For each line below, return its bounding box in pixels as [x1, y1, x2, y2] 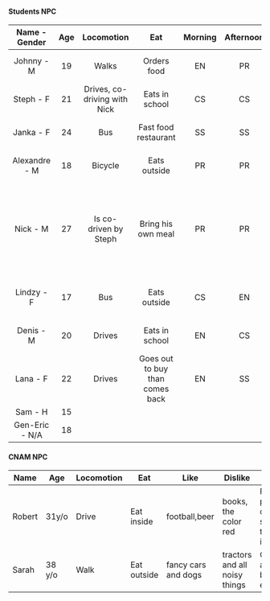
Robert [12, 511, 39, 522]
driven [88, 224, 112, 235]
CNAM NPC [8, 451, 48, 462]
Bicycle [92, 160, 120, 171]
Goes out [139, 353, 174, 364]
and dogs [166, 570, 202, 581]
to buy [144, 363, 169, 374]
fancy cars [166, 559, 207, 570]
